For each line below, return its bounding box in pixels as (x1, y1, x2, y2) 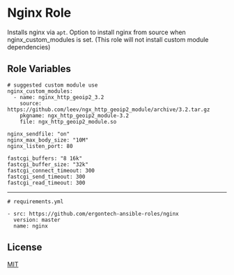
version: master (13, 216, 61, 223)
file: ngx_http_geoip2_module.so (19, 118, 117, 125)
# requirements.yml (7, 198, 64, 205)
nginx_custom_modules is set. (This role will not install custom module (7, 35, 209, 43)
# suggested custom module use (7, 82, 98, 89)
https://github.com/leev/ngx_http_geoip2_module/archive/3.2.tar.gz (7, 106, 210, 113)
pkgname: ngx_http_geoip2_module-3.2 (19, 112, 130, 119)
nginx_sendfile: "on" (7, 131, 70, 137)
